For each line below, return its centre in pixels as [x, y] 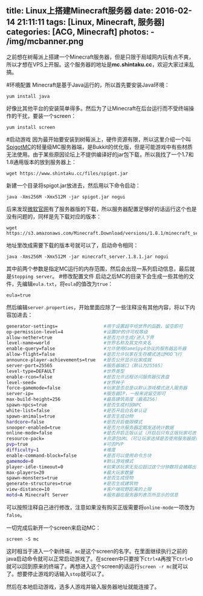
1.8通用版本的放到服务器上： [42, 162]
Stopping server [32, 277]
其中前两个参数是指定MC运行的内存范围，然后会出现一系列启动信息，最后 [98, 269]
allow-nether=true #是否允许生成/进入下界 [80, 338]
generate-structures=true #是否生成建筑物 [72, 484]
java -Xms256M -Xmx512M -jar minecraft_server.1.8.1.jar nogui [88, 257]
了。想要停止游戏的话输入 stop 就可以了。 [57, 574]
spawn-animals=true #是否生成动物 [70, 416]
